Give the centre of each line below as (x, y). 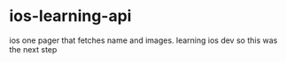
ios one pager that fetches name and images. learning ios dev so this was (143, 40)
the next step (33, 49)
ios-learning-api (70, 16)
